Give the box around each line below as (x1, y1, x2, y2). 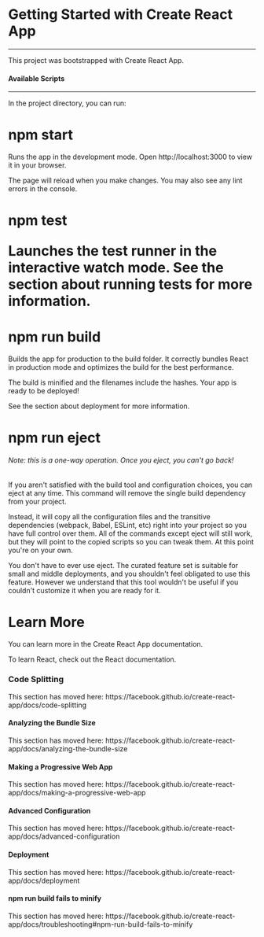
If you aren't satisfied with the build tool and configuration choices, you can (8, 480, 253, 489)
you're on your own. (8, 545, 73, 555)
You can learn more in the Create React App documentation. (8, 639, 203, 648)
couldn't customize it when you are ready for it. (8, 585, 161, 595)
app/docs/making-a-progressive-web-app (8, 788, 146, 798)
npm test (8, 212, 68, 230)
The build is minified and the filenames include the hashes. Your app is (8, 378, 237, 387)
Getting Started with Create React (8, 6, 233, 24)
